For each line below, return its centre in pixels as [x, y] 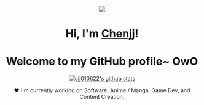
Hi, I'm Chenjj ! [102, 34]
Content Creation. [102, 97]
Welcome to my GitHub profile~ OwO [102, 62]
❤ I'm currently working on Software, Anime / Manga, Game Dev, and [102, 90]
